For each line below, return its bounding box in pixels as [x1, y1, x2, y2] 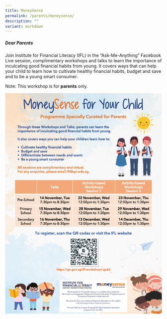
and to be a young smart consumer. [5, 74, 78, 80]
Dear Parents [5, 40, 33, 46]
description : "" [5, 18, 39, 23]
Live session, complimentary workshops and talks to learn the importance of [5, 58, 162, 64]
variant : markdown [5, 24, 43, 29]
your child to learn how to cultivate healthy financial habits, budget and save [5, 68, 162, 74]
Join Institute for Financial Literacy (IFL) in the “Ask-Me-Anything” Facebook [5, 52, 162, 58]
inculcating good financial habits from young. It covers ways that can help [5, 63, 157, 69]
